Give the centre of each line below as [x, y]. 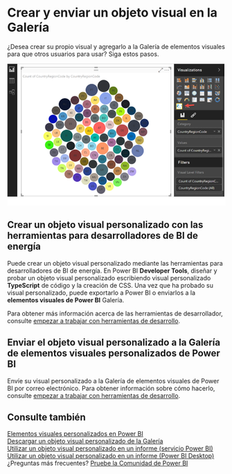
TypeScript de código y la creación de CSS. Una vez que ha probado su [110, 285]
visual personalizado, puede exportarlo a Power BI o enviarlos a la [101, 293]
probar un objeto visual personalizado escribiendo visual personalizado [109, 277]
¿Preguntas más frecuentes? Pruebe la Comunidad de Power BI [98, 463]
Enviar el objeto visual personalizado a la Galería [114, 343]
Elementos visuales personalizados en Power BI [75, 434]
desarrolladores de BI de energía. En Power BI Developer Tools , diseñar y [112, 271]
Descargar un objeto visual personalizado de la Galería [85, 441]
